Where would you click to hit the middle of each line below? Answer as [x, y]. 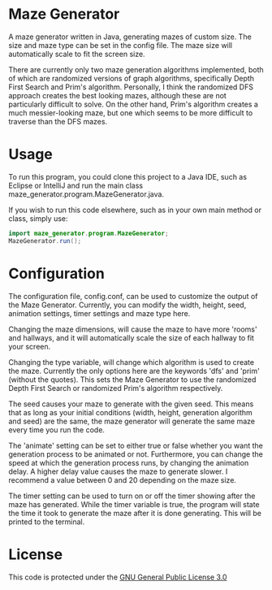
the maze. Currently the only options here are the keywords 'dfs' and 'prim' [134, 371]
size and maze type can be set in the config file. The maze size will [121, 45]
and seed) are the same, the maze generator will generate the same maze [132, 421]
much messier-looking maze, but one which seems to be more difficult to [131, 113]
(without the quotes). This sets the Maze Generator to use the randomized [132, 380]
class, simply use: [38, 218]
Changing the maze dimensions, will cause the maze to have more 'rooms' [133, 329]
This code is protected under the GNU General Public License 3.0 [118, 577]
